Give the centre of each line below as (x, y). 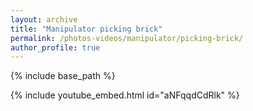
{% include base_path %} (63, 76)
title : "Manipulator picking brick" (86, 29)
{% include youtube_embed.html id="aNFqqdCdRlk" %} (125, 95)
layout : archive (44, 19)
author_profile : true (55, 47)
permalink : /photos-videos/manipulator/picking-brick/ (127, 38)
